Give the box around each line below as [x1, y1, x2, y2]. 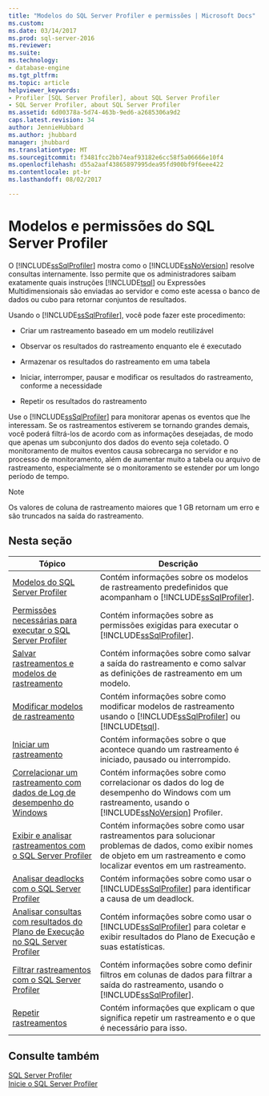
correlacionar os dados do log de [99, 776, 225, 788]
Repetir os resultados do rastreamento [19, 396, 147, 405]
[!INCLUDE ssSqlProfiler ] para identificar [99, 883, 251, 894]
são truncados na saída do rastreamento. [8, 510, 144, 521]
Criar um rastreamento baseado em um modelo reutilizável [19, 325, 214, 335]
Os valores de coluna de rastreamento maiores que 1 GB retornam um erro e [8, 502, 260, 512]
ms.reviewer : [8, 42, 52, 50]
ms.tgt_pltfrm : [8, 71, 59, 79]
